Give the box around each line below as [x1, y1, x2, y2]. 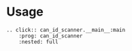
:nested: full [18, 38, 59, 45]
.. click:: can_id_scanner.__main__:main [6, 27, 126, 33]
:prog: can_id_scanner [18, 32, 83, 39]
